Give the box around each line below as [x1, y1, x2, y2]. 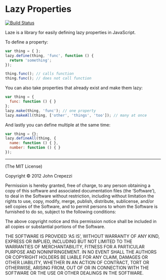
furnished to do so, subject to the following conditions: [5, 209, 116, 215]
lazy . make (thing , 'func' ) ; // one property [5, 108, 96, 113]
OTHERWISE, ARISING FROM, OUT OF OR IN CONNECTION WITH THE [5, 265, 149, 271]
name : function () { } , [9, 140, 58, 145]
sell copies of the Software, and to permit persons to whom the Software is [5, 203, 158, 209]
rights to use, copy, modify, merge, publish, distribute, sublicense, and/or [5, 198, 154, 204]
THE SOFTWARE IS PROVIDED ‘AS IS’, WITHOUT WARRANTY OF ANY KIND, [5, 233, 160, 239]
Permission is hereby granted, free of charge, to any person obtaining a [5, 182, 151, 188]
